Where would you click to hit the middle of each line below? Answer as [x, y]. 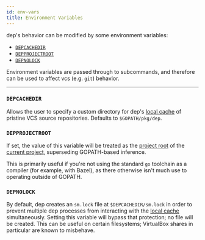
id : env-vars [23, 12]
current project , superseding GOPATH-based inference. [76, 152]
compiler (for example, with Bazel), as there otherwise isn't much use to [97, 170]
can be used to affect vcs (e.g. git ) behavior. [63, 78]
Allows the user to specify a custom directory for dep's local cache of [94, 111]
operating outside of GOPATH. [44, 177]
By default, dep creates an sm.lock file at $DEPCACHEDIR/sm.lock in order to [99, 205]
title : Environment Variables [45, 18]
